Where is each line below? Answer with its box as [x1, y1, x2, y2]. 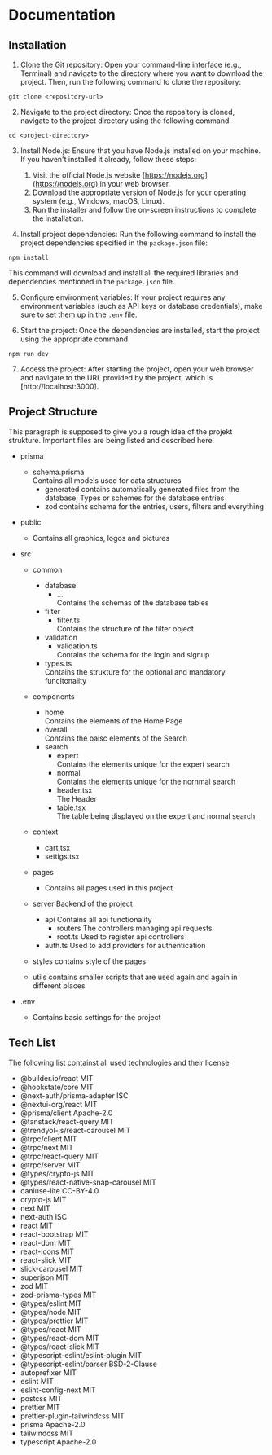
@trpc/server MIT [20, 1159, 81, 1170]
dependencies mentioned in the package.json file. [8, 277, 175, 286]
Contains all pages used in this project [44, 882, 173, 893]
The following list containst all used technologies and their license [8, 1057, 230, 1067]
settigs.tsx [44, 851, 80, 861]
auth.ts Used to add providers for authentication [44, 940, 206, 950]
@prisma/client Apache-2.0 [20, 1108, 113, 1118]
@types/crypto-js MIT [20, 1168, 95, 1178]
